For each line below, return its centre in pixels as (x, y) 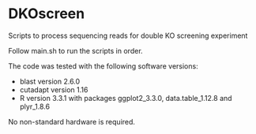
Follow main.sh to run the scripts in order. (76, 50)
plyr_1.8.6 (34, 106)
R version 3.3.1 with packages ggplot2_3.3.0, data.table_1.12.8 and (126, 98)
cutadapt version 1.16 (54, 89)
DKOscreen (47, 14)
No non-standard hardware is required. (72, 121)
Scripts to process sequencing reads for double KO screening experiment (128, 35)
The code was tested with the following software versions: (104, 66)
